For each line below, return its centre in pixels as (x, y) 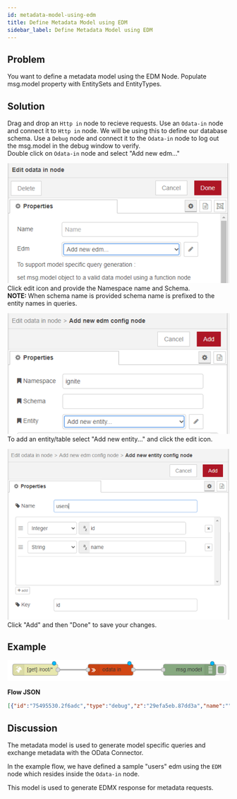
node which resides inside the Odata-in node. (73, 774)
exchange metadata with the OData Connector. (75, 753)
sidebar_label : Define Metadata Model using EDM (80, 30)
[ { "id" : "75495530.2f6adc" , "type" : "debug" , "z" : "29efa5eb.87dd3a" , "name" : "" (120, 706)
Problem (26, 59)
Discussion (32, 728)
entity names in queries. (42, 304)
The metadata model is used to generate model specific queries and (107, 745)
